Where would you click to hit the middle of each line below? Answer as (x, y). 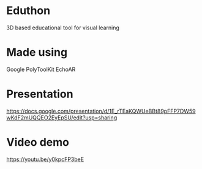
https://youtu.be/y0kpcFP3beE (45, 159)
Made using (37, 52)
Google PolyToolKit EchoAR (41, 69)
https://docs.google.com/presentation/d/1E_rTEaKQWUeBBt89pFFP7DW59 (101, 111)
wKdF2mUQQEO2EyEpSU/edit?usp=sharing (62, 118)
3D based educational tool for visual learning (63, 28)
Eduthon (28, 11)
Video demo (38, 142)
